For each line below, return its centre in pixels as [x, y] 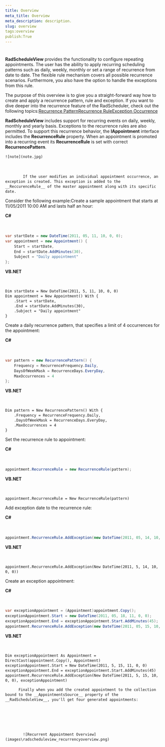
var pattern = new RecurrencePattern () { [49, 360]
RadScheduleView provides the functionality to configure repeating [74, 59]
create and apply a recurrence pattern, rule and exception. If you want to [79, 101]
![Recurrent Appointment [49, 734]
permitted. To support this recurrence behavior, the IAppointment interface [82, 131]
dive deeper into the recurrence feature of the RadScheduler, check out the [82, 106]
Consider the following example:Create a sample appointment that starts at [82, 201]
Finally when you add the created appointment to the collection [87, 690]
